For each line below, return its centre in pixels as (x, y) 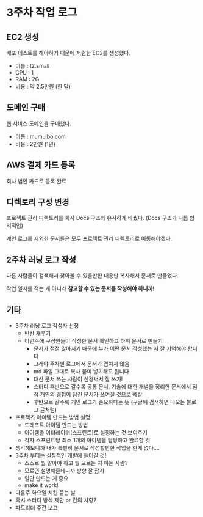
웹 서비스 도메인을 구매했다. (39, 123)
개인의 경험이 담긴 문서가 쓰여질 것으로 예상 (91, 394)
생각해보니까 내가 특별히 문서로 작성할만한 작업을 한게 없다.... (87, 448)
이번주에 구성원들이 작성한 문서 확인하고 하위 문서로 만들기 (94, 341)
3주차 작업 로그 (42, 13)
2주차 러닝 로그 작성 (41, 259)
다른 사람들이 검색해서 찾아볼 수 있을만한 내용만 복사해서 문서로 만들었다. (92, 276)
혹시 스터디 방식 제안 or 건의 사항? (55, 500)
